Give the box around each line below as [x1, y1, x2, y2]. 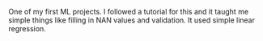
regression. [8, 24, 46, 33]
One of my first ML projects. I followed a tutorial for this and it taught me [8, 7, 249, 16]
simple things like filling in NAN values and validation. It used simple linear [8, 15, 255, 25]
